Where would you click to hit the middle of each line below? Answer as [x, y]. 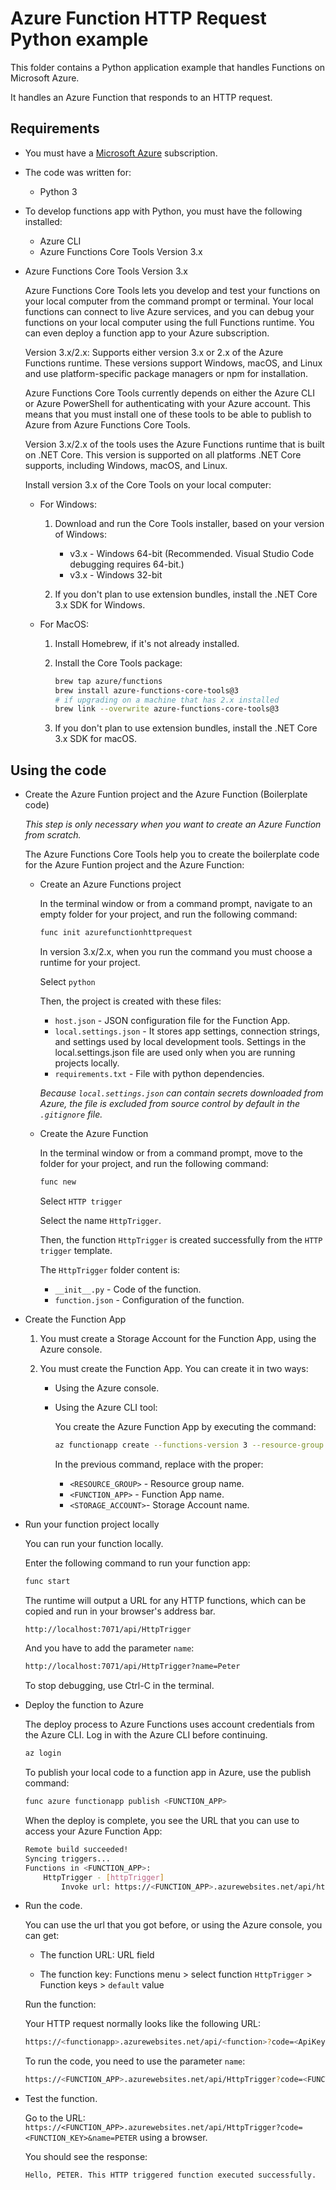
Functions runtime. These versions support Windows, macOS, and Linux [173, 363]
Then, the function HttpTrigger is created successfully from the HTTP [181, 1239]
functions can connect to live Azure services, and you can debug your [169, 311]
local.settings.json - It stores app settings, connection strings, [187, 1031]
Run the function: [60, 2004]
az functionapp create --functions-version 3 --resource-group [189, 1445]
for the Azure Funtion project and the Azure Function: [134, 865]
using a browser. [173, 2138]
